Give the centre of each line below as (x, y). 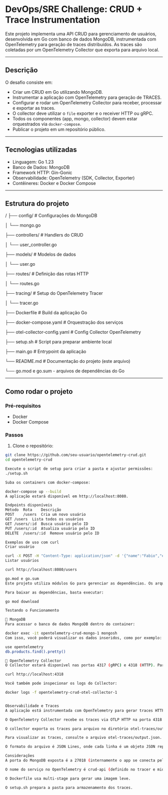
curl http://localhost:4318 (34, 674)
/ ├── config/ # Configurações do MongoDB (51, 216)
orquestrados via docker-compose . (47, 124)
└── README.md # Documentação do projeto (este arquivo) (68, 361)
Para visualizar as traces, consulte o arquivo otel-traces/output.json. (84, 738)
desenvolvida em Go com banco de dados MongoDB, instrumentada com (81, 39)
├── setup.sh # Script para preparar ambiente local (58, 342)
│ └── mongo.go (23, 225)
